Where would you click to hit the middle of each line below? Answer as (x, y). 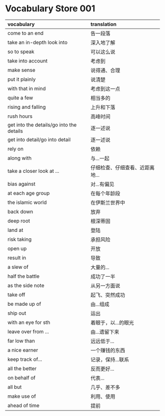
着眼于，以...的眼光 (112, 322)
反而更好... (102, 369)
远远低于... (102, 341)
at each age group (29, 193)
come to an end (26, 33)
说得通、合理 (105, 70)
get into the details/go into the (42, 125)
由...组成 (100, 304)
